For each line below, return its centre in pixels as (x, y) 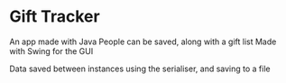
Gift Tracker (55, 17)
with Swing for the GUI (51, 51)
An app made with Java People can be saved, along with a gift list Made (143, 41)
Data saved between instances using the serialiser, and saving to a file (140, 69)
